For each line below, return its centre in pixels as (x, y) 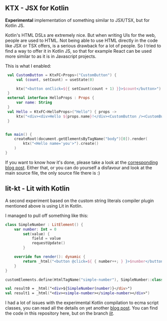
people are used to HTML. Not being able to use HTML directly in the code (82, 40)
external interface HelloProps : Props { (51, 98)
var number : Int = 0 (35, 229)
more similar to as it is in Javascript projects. (51, 56)
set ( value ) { (37, 234)
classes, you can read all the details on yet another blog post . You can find (82, 308)
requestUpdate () (48, 243)
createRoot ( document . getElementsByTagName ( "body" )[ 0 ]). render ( (81, 139)
